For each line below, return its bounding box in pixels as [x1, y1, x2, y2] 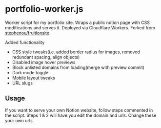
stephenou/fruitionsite [5, 30, 50, 36]
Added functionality [5, 39, 45, 45]
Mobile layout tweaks [12, 75, 55, 81]
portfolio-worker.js [5, 3, 84, 15]
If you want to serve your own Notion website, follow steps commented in [5, 107, 153, 113]
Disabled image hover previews [12, 59, 76, 65]
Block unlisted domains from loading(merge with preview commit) [12, 64, 145, 70]
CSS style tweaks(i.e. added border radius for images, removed [12, 49, 140, 55]
